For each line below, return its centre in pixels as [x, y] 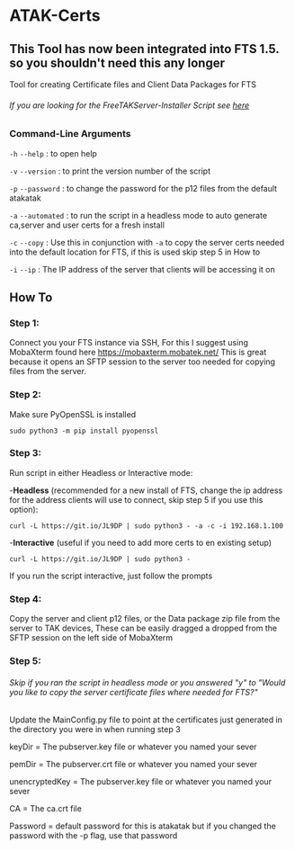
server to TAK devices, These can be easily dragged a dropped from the [143, 628]
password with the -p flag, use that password [94, 836]
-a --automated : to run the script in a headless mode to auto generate [139, 215]
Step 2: [26, 395]
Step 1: [24, 323]
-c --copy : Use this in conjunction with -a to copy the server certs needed [147, 242]
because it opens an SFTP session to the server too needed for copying [143, 362]
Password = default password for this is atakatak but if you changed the [143, 826]
